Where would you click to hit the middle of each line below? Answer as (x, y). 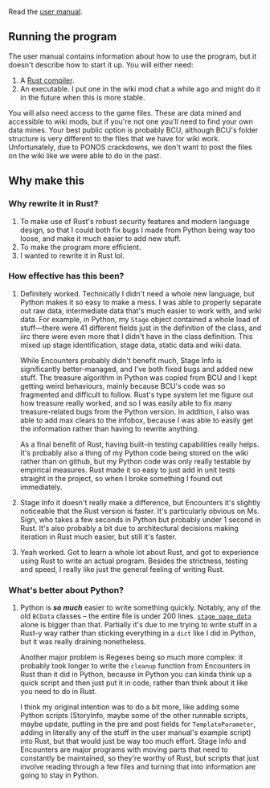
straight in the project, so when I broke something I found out (121, 478)
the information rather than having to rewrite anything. (109, 428)
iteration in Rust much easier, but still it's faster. (98, 537)
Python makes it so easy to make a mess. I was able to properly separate (141, 302)
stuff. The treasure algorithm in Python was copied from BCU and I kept (138, 378)
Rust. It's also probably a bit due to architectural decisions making (129, 528)
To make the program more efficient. (81, 247)
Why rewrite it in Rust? (53, 204)
